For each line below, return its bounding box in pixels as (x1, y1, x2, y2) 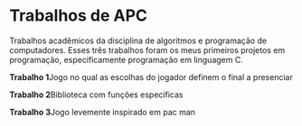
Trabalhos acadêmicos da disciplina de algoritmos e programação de (9, 35, 268, 46)
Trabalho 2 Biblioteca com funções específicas (9, 89, 184, 100)
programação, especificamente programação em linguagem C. (9, 54, 244, 65)
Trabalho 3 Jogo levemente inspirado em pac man (9, 106, 196, 117)
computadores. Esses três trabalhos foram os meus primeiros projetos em (9, 44, 286, 55)
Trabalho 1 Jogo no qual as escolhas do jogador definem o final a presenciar (9, 71, 294, 82)
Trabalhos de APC (9, 5, 147, 26)
